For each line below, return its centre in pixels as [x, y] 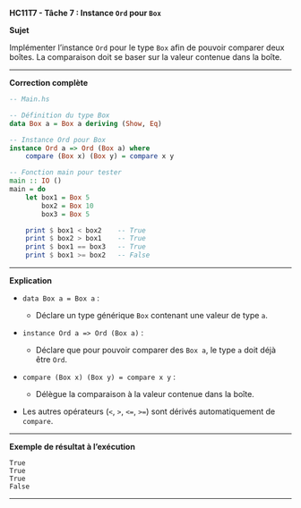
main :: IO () [36, 181]
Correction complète [49, 83]
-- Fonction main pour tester [66, 173]
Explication [30, 280]
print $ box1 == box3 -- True [86, 247]
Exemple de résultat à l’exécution [73, 447]
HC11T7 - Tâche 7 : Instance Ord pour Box [85, 13]
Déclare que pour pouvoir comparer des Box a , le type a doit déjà [155, 350]
